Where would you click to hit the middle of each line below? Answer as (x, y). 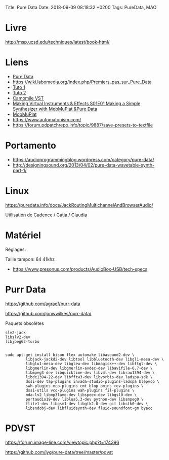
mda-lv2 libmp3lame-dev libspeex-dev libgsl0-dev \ (81, 395)
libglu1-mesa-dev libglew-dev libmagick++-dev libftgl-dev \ (91, 364)
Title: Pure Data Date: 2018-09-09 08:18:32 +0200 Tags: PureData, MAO (81, 7)
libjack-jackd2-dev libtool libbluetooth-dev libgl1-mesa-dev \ (95, 359)
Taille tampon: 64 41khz (30, 259)
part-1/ (19, 170)
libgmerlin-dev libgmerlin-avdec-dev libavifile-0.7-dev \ (89, 368)
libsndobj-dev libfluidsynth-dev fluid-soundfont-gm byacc (89, 408)
